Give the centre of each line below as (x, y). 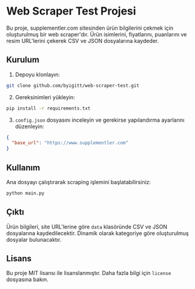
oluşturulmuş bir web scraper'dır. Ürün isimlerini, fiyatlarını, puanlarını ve (97, 34)
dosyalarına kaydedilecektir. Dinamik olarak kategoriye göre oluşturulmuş (97, 233)
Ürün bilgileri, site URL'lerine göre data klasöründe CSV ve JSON (87, 227)
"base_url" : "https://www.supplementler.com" (70, 143)
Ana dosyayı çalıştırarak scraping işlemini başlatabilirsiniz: (79, 182)
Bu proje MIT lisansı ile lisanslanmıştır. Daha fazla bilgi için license (89, 273)
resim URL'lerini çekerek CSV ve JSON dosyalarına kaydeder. (83, 41)
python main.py (25, 193)
